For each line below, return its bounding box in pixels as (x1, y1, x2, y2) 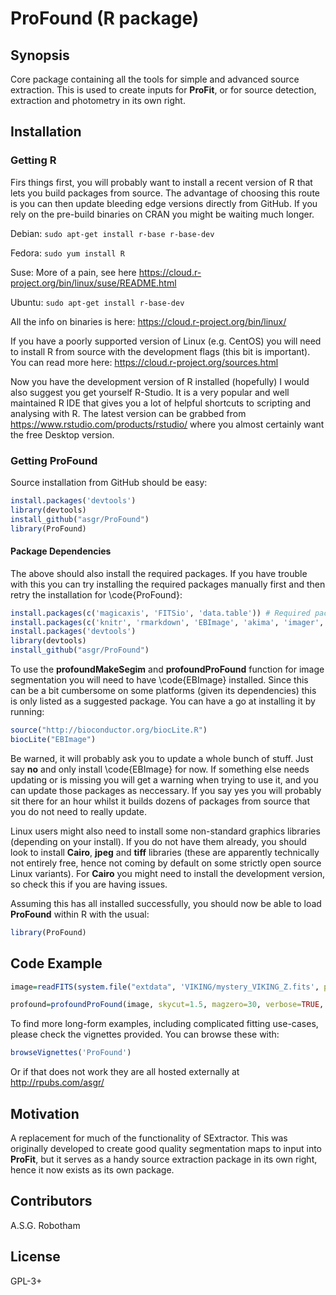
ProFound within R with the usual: (10, 908, 150, 920)
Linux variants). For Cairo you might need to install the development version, (10, 867, 326, 879)
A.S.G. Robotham (10, 1219, 81, 1231)
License (10, 1248, 61, 1266)
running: (10, 706, 45, 718)
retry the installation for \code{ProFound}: (10, 588, 183, 601)
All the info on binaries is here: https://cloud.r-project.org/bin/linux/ (10, 315, 287, 327)
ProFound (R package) (10, 7, 200, 30)
